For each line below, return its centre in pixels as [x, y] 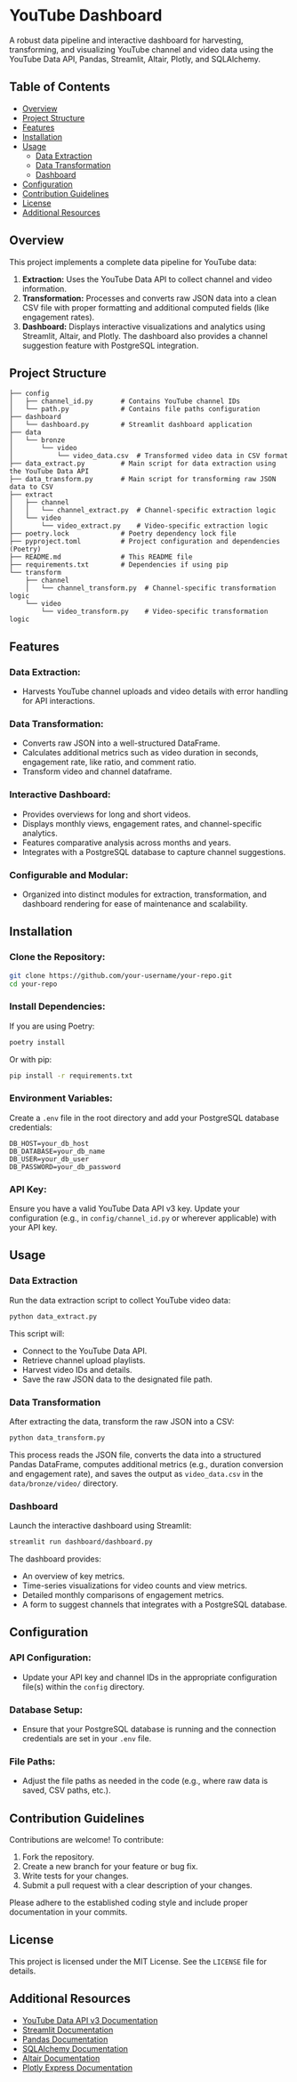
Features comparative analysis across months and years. [126, 843]
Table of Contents [60, 87]
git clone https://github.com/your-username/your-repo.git [121, 975]
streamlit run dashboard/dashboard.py [81, 1542]
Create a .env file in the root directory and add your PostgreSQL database [144, 1118]
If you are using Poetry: [52, 1026]
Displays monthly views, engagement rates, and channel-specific [142, 823]
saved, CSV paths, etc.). [66, 1790]
